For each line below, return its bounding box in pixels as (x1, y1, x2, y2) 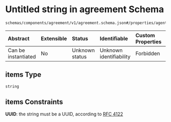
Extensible (40, 35, 67, 42)
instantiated (8, 53, 36, 60)
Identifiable (99, 35, 128, 42)
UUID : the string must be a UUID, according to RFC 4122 (5, 111, 123, 117)
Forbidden (135, 50, 160, 57)
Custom (135, 32, 155, 39)
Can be (8, 47, 25, 54)
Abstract (8, 35, 30, 42)
